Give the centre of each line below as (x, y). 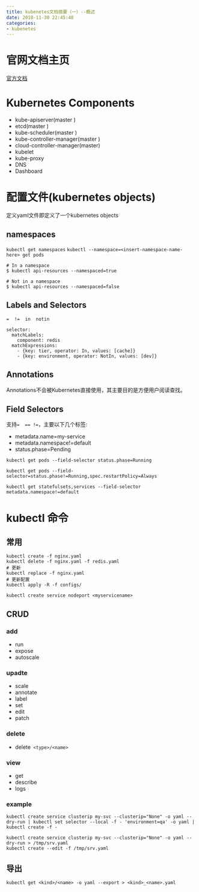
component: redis (39, 340)
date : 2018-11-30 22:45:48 (40, 18)
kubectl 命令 (38, 518)
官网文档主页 (38, 60)
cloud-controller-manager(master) (57, 146)
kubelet (24, 152)
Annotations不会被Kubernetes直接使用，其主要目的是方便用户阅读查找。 (96, 390)
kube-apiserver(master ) (45, 120)
